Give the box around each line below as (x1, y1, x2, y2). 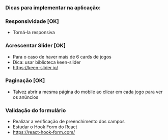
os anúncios (12, 94, 39, 100)
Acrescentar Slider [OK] (5, 42, 66, 49)
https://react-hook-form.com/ (12, 129, 75, 135)
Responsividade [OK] (5, 17, 60, 24)
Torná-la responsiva (12, 30, 55, 36)
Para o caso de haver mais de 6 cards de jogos (12, 53, 112, 60)
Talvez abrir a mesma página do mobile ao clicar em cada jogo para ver (12, 89, 163, 95)
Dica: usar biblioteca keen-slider (12, 59, 81, 65)
